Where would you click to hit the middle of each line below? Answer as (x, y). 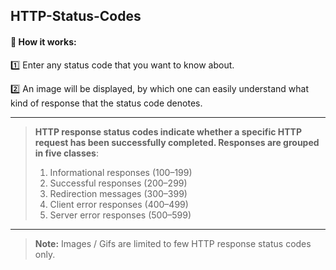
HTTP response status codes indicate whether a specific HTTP (168, 131)
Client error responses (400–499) (119, 204)
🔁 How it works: (43, 41)
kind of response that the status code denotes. (106, 103)
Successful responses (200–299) (118, 183)
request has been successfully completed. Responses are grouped (177, 142)
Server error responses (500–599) (120, 215)
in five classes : (66, 153)
